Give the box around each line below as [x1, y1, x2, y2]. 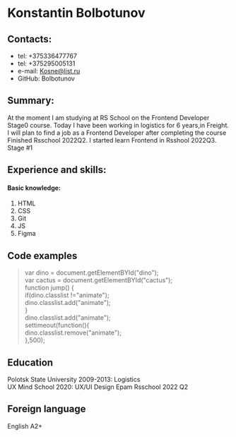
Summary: [7, 95, 54, 107]
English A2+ [7, 421, 43, 430]
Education [7, 357, 54, 369]
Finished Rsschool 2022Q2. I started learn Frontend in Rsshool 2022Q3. [7, 136, 217, 144]
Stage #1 [7, 143, 33, 152]
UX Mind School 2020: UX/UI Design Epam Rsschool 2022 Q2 [7, 383, 189, 391]
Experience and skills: [7, 164, 107, 176]
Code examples [7, 249, 78, 262]
